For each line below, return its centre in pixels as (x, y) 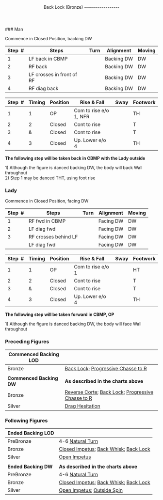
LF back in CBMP (48, 59)
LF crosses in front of (53, 74)
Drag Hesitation (82, 406)
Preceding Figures (27, 342)
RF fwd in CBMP (47, 221)
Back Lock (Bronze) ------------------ (81, 7)
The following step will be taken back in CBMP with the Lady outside (75, 158)
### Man (14, 29)
